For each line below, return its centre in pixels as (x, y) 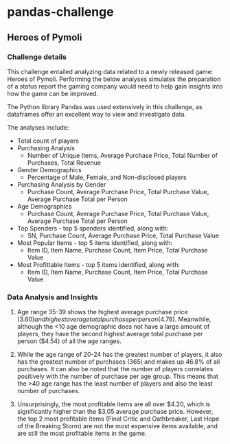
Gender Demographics (49, 170)
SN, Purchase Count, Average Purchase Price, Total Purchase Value (123, 235)
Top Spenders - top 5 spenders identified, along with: (93, 228)
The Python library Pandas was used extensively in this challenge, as (105, 106)
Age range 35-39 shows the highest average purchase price (103, 312)
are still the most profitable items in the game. (82, 434)
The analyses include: (38, 127)
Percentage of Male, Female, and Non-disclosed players (107, 177)
